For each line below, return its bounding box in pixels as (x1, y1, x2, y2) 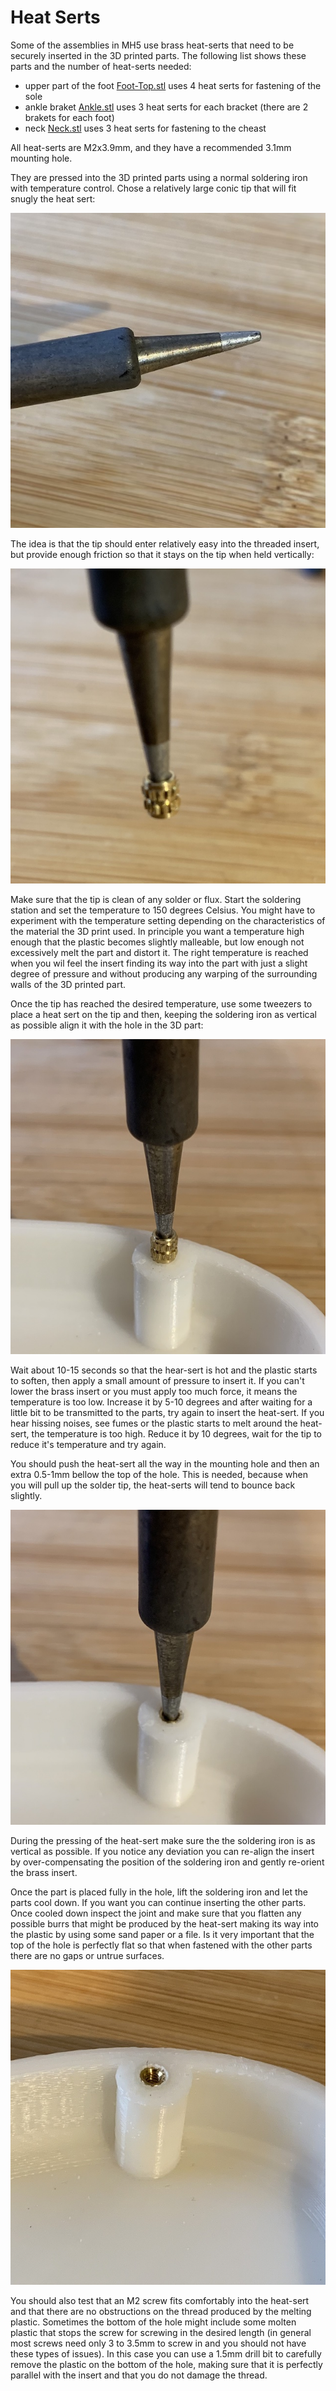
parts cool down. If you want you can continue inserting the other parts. (10, 1896, 307, 1908)
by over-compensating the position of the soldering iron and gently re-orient (10, 1856, 325, 1868)
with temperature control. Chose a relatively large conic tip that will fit (10, 182, 297, 194)
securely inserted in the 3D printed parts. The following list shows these (10, 49, 307, 61)
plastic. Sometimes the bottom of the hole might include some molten (10, 2316, 297, 2328)
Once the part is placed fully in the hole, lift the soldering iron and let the (10, 1886, 308, 1898)
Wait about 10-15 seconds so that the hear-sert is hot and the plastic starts (10, 1364, 318, 1376)
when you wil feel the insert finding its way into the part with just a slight (10, 957, 308, 969)
